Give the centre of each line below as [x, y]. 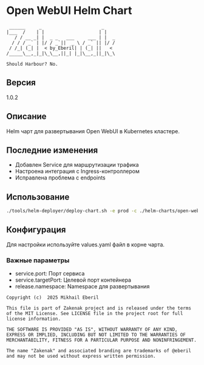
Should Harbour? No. [32, 64]
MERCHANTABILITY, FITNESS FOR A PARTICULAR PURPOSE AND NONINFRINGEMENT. [102, 340]
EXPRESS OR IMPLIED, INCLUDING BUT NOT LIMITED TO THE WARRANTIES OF [96, 335]
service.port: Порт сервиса [50, 274]
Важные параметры [38, 260]
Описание [26, 116]
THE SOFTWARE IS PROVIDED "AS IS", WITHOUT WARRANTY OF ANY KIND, [92, 330]
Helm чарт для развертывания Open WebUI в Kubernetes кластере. [93, 131]
